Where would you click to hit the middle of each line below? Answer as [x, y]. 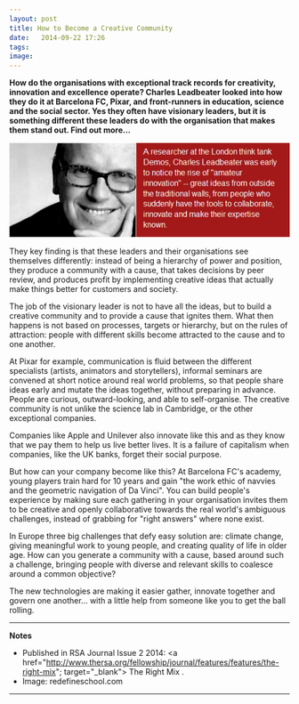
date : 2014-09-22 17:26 [57, 37]
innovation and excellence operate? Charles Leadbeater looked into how [146, 93]
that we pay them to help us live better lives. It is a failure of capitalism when [149, 444]
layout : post [33, 19]
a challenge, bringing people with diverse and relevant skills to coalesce [141, 564]
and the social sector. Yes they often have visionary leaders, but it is [138, 111]
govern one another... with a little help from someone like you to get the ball [148, 600]
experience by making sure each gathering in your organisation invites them [149, 499]
